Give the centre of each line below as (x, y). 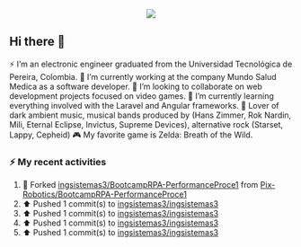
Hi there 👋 (37, 42)
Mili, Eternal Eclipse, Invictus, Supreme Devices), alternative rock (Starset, (146, 124)
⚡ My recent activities (58, 162)
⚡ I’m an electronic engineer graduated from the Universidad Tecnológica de (151, 64)
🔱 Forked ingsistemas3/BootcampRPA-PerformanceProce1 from (140, 185)
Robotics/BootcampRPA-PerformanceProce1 (104, 194)
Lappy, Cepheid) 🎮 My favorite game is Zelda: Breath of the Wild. (131, 135)
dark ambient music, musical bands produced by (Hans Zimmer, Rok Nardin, (150, 115)
